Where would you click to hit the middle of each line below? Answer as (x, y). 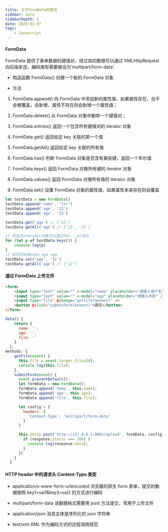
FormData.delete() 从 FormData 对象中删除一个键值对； (69, 116)
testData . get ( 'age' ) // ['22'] (38, 222)
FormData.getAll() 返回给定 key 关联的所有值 (58, 147)
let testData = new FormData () (38, 200)
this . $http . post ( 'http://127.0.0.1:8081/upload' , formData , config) (91, 435)
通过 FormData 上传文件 (30, 276)
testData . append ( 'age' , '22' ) (37, 209)
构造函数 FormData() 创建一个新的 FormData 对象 (63, 77)
